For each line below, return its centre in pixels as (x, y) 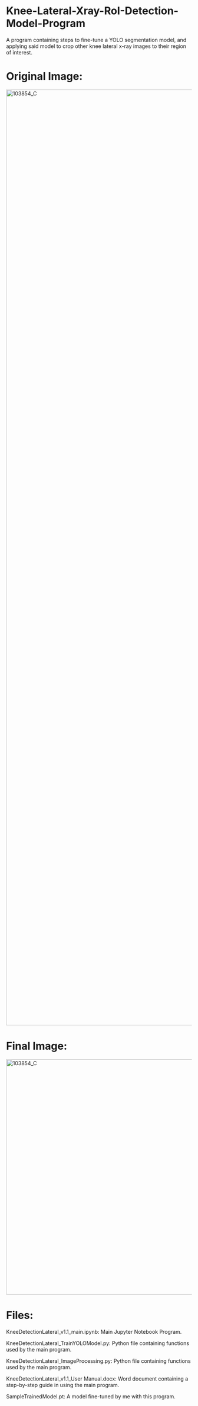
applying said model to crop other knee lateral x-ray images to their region (96, 46)
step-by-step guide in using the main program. (63, 1385)
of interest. (19, 52)
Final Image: (37, 1046)
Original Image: (44, 77)
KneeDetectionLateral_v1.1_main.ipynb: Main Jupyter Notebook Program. (94, 1331)
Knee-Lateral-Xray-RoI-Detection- (92, 11)
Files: (20, 1315)
